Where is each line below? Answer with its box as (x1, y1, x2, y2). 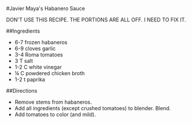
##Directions (6, 87, 38, 94)
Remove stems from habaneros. (14, 99, 92, 106)
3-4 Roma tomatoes (14, 51, 63, 58)
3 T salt (14, 58, 33, 64)
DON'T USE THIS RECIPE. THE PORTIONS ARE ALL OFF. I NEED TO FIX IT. (6, 16, 186, 23)
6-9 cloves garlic (14, 45, 56, 52)
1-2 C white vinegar (14, 64, 62, 71)
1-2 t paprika (14, 76, 45, 83)
